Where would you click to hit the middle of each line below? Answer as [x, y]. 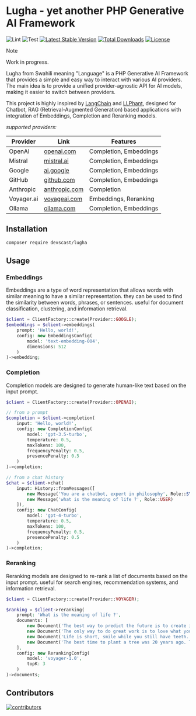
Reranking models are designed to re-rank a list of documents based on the [97, 576]
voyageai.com [63, 199]
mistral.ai [56, 161]
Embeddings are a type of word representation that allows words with [90, 290]
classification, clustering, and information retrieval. [67, 309]
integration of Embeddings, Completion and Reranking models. [81, 116]
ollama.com [60, 208]
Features [124, 141]
